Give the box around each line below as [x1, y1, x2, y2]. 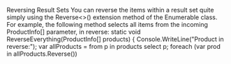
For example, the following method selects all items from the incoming [6, 21, 209, 28]
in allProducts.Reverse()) [6, 50, 77, 58]
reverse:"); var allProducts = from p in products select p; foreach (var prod [6, 43, 221, 50]
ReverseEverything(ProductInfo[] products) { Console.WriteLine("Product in [6, 35, 224, 43]
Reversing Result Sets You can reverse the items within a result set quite [6, 6, 214, 14]
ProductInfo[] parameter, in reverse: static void [6, 28, 141, 36]
